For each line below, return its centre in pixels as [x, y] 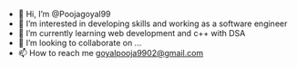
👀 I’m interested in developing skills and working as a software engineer [153, 24]
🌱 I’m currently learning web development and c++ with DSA [132, 33]
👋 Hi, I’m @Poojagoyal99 [64, 14]
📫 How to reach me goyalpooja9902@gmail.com [111, 53]
